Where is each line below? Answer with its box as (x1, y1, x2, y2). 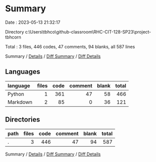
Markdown (7, 98, 33, 105)
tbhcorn (5, 34, 21, 40)
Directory (5, 29, 24, 35)
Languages (5, 68, 40, 76)
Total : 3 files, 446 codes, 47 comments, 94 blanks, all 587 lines (5, 43, 135, 49)
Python (7, 90, 25, 97)
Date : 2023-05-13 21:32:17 (5, 19, 61, 25)
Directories (5, 116, 40, 124)
